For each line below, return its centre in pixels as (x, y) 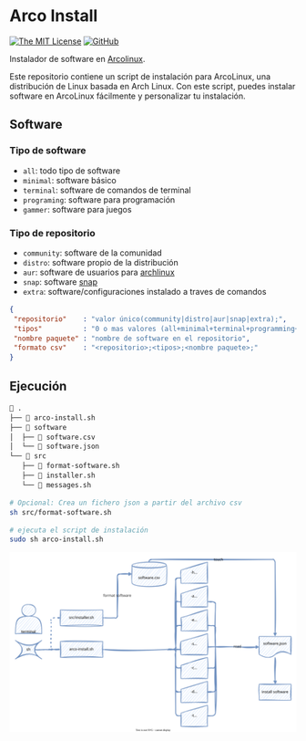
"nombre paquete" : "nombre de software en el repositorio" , (132, 339)
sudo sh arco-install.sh (56, 539)
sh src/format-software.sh (61, 512)
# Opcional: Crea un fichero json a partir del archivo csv (126, 503)
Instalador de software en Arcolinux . (77, 58)
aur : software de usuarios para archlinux (98, 272)
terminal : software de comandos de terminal (107, 190)
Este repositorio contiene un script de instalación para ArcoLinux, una (140, 76)
